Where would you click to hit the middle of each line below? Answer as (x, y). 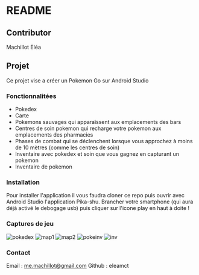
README (29, 11)
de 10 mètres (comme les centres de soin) (67, 147)
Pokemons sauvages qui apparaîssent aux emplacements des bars (98, 122)
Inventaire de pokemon (43, 167)
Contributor (29, 33)
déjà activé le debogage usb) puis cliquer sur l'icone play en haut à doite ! (98, 208)
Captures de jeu (30, 224)
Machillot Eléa (24, 47)
